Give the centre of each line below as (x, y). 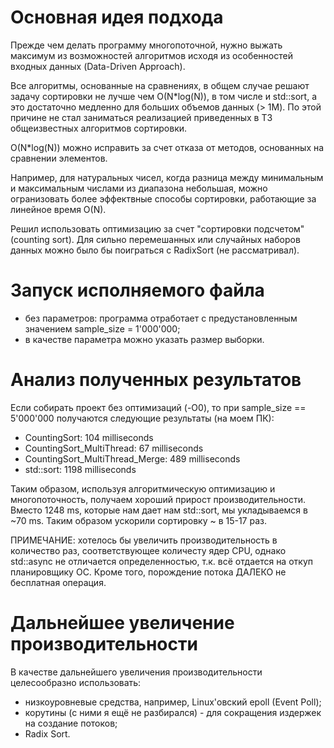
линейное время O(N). (58, 209)
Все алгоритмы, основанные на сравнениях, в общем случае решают (160, 85)
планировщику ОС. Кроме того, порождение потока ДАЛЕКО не (148, 572)
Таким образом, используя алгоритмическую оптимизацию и (143, 488)
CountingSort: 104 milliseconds (89, 437)
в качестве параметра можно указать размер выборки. (144, 339)
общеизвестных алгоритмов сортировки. (99, 128)
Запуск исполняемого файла (137, 290)
